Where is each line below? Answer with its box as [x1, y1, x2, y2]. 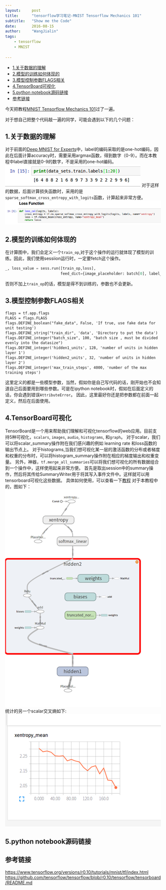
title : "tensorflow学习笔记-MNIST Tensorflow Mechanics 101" [5, 13, 142, 18]
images [51, 435, 65, 440]
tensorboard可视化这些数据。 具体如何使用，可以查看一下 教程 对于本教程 [5, 477, 154, 483]
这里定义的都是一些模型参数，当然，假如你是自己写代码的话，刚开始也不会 [5, 379, 157, 385]
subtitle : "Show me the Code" [5, 18, 72, 23]
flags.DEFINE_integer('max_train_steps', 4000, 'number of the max [5, 365, 147, 370]
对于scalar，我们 [126, 434, 161, 440]
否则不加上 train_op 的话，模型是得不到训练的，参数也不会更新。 [5, 281, 136, 287]
